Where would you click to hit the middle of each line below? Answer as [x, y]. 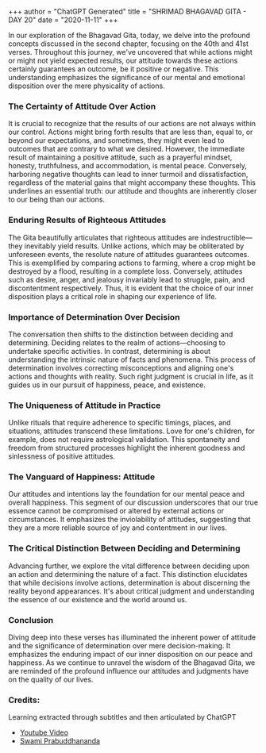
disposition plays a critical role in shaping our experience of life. [112, 296]
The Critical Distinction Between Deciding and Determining [124, 548]
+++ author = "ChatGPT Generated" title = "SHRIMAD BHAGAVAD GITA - [127, 12]
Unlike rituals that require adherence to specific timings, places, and [120, 423]
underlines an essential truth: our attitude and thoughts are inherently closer [133, 191]
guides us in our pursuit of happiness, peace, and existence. [107, 385]
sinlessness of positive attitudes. [62, 456]
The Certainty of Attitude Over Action [82, 106]
